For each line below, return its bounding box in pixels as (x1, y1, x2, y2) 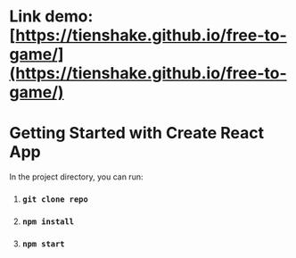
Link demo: (9, 6, 94, 27)
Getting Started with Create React (9, 123, 265, 144)
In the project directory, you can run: (9, 171, 144, 182)
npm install (21, 216, 74, 227)
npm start (21, 238, 65, 249)
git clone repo (21, 195, 89, 204)
